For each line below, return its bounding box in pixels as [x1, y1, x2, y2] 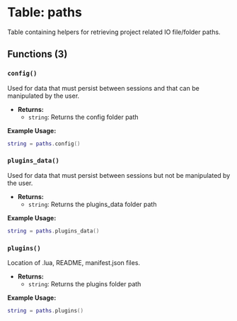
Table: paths [7, 4, 83, 21]
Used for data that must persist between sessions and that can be [7, 84, 200, 92]
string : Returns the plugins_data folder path [28, 200, 157, 208]
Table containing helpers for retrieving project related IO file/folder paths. [7, 28, 221, 36]
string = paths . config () [7, 140, 81, 147]
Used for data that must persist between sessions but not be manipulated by [7, 171, 231, 179]
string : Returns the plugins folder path [28, 279, 141, 288]
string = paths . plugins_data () [7, 227, 100, 235]
